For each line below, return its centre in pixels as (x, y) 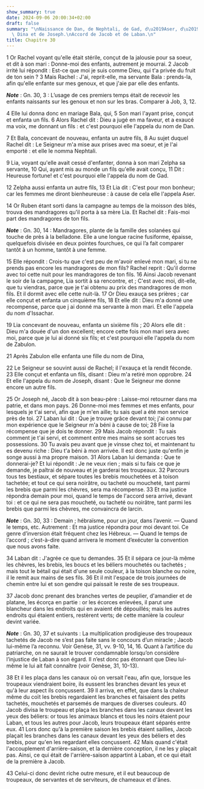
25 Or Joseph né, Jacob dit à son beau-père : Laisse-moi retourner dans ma (102, 399)
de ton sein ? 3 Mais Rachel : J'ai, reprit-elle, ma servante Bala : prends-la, (99, 77)
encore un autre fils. (31, 387)
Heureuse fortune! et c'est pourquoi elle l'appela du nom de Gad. (87, 176)
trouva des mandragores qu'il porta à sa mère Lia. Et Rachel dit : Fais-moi (98, 212)
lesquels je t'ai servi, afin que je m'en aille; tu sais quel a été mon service (97, 412)
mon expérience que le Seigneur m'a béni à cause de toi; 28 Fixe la (90, 425)
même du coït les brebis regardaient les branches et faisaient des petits (96, 697)
